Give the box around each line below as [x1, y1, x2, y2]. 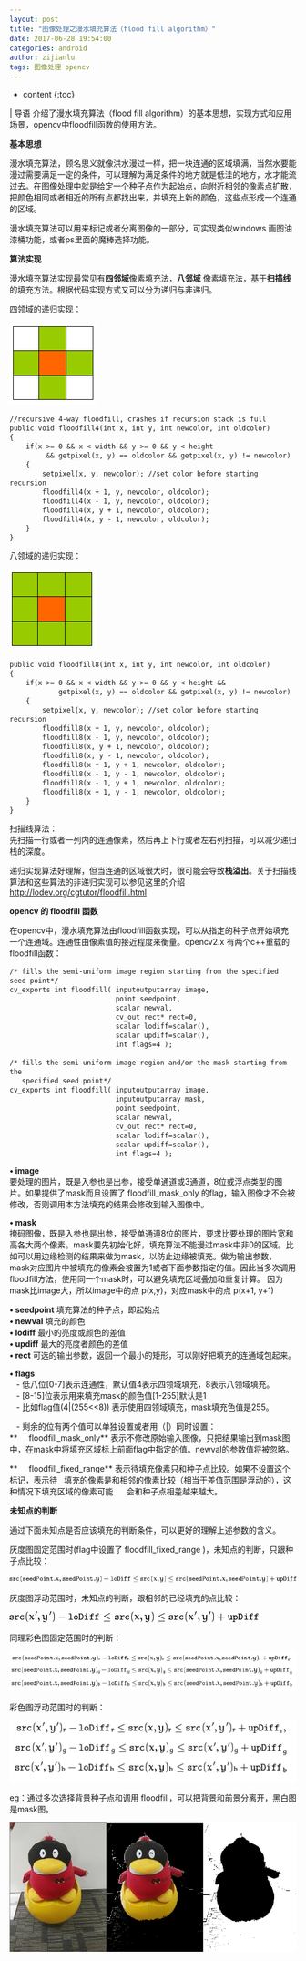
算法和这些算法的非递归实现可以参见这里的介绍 [9, 877, 185, 888]
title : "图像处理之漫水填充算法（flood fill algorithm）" [9, 24, 217, 34]
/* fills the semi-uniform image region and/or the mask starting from [9, 1058, 287, 1067]
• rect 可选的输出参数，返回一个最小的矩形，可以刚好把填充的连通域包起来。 [9, 1350, 296, 1360]
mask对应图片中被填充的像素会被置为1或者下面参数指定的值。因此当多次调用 [9, 1262, 296, 1273]
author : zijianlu [9, 53, 76, 63]
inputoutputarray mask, [115, 1094, 206, 1104]
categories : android [9, 44, 88, 53]
